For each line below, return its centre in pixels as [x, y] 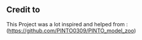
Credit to [23, 10]
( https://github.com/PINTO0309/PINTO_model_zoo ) [71, 30]
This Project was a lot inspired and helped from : [67, 24]
